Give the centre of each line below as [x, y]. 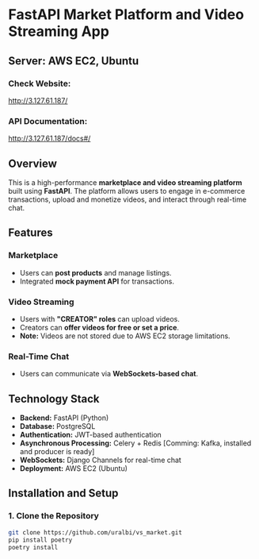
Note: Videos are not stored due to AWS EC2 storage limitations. [125, 336]
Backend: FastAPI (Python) [64, 418]
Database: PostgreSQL [57, 426]
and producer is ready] [57, 452]
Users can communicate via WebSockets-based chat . [109, 374]
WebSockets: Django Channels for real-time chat [101, 460]
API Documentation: [48, 121]
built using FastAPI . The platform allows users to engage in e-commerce [127, 191]
